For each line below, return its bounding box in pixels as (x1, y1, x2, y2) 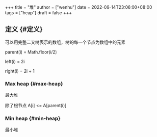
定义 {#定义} (5, 25, 43, 33)
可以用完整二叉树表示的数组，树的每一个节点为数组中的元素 (5, 39, 126, 45)
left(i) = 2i (5, 58, 25, 64)
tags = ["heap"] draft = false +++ (5, 10, 72, 16)
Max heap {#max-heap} (5, 80, 63, 87)
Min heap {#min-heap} (5, 115, 61, 122)
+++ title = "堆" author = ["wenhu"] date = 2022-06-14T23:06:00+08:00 (5, 4, 152, 10)
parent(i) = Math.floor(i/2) (5, 49, 57, 55)
